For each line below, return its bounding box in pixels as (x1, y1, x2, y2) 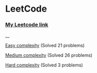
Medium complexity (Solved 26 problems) (5, 52, 92, 58)
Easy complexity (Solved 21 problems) (5, 43, 85, 49)
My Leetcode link (5, 21, 48, 28)
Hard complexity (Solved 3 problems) (5, 62, 83, 68)
